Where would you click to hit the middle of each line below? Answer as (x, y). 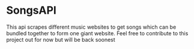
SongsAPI (32, 10)
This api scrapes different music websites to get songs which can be (91, 27)
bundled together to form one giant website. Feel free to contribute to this (97, 33)
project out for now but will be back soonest (61, 39)
